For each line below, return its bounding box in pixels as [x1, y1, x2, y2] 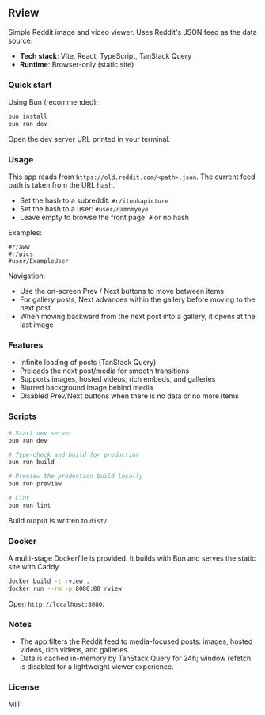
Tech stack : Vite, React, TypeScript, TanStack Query [19, 51, 192, 60]
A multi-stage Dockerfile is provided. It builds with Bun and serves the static [8, 553, 256, 563]
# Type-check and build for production [8, 451, 140, 458]
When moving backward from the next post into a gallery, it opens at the [19, 312, 256, 321]
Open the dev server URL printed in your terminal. [8, 134, 171, 143]
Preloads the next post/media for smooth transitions [19, 366, 190, 375]
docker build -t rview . [8, 577, 90, 585]
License [8, 682, 40, 693]
